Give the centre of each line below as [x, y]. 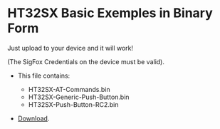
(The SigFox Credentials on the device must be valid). [86, 61]
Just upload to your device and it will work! [70, 48]
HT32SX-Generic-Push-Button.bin [79, 97]
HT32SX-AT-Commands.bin [69, 89]
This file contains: [44, 76]
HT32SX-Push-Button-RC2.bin [73, 104]
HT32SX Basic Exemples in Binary [110, 13]
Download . [33, 118]
